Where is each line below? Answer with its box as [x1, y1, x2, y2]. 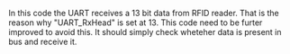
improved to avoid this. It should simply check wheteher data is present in [8, 27, 282, 37]
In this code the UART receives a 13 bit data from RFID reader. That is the [8, 8, 280, 18]
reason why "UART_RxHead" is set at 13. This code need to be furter [8, 17, 263, 28]
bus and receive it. [8, 36, 77, 47]
